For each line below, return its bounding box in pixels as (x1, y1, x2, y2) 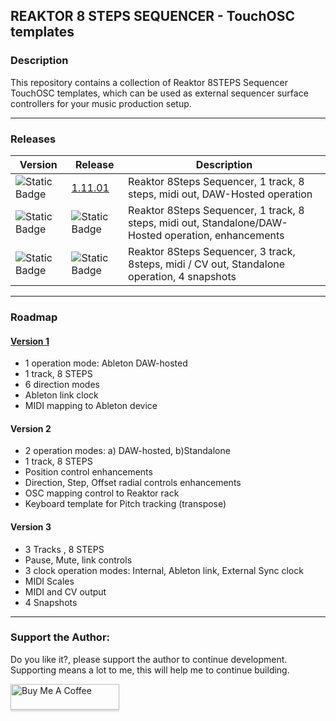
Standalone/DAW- (201, 215, 288, 229)
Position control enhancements (24, 466, 153, 478)
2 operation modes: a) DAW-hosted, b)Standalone (24, 445, 231, 457)
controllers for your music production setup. (10, 97, 192, 109)
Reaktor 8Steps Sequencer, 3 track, (128, 244, 296, 258)
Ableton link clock (24, 389, 99, 401)
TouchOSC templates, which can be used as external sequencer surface (10, 87, 309, 99)
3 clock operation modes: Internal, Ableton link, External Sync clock (24, 564, 304, 576)
